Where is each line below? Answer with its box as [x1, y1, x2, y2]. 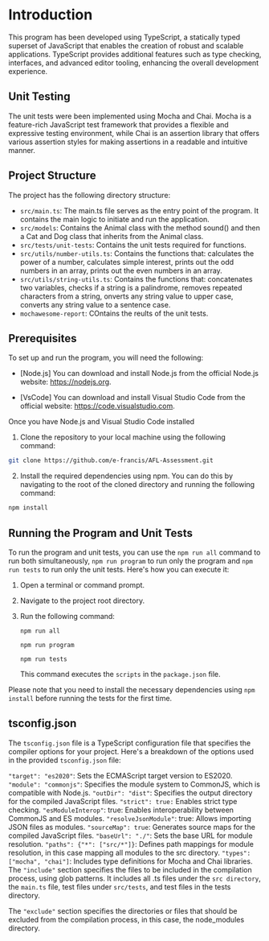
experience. [8, 66, 48, 76]
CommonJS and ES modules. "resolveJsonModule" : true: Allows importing [8, 813, 251, 823]
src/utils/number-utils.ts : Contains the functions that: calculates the [19, 248, 255, 258]
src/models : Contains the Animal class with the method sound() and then [19, 223, 261, 233]
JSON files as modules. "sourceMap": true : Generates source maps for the [8, 822, 255, 832]
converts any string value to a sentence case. [19, 299, 171, 309]
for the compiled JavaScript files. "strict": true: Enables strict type [8, 796, 238, 806]
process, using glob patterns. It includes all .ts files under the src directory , [8, 873, 261, 883]
